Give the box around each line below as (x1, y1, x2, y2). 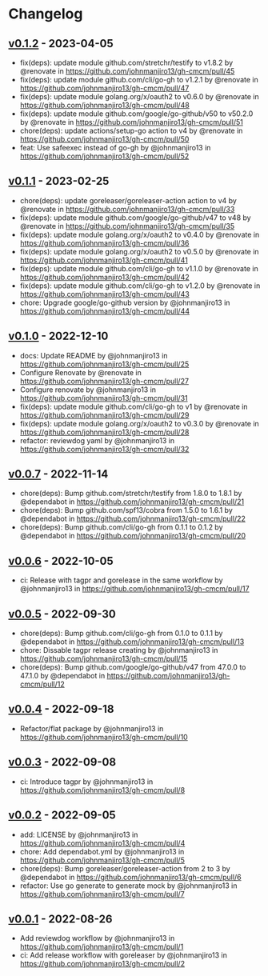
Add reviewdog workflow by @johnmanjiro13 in (19, 934, 175, 943)
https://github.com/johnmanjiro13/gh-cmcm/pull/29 (19, 410, 190, 420)
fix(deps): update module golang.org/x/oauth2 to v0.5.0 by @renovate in (19, 246, 259, 256)
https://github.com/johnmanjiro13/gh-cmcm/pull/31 (19, 393, 188, 402)
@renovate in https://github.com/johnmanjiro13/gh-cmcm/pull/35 (19, 221, 235, 230)
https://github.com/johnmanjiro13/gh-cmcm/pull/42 (19, 272, 190, 282)
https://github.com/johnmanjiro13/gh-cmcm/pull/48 (19, 101, 190, 110)
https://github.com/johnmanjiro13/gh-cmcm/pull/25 (19, 359, 190, 369)
